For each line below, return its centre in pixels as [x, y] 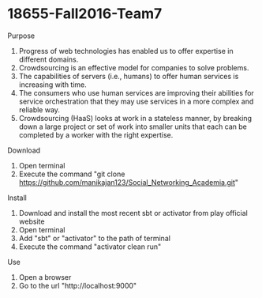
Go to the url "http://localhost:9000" [78, 285]
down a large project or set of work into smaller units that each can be [133, 126]
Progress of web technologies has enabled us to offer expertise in [126, 51]
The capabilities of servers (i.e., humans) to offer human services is [129, 76]
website [32, 221]
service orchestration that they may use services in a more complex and [136, 101]
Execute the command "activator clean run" [90, 247]
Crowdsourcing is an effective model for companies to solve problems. [134, 67]
